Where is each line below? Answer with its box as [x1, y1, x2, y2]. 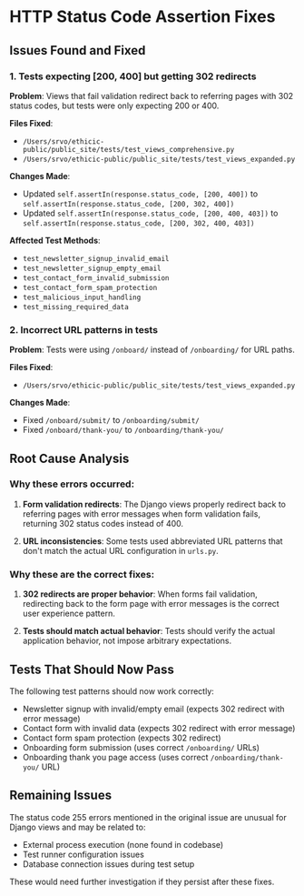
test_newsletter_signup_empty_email [22, 264, 162, 273]
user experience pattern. [22, 608, 115, 619]
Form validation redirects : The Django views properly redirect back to [22, 498, 286, 509]
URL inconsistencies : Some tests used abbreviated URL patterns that [22, 535, 283, 547]
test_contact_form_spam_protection [22, 283, 158, 292]
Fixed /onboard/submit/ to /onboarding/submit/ [22, 415, 200, 426]
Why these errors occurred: [9, 478, 134, 490]
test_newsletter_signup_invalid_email [22, 254, 170, 263]
